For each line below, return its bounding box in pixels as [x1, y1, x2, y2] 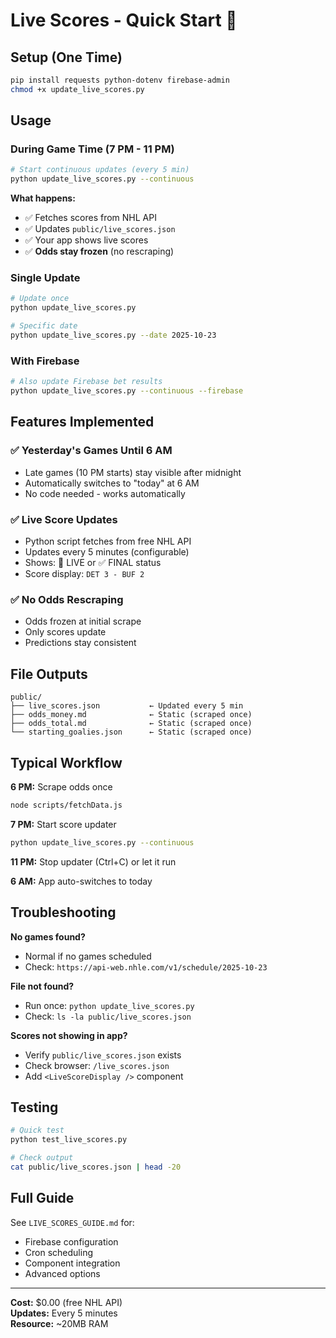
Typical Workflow [10, 754, 123, 771]
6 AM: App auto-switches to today [10, 875, 153, 887]
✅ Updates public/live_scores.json [24, 223, 176, 235]
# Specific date [10, 321, 78, 331]
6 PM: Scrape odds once [10, 780, 113, 793]
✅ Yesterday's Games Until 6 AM [10, 444, 173, 458]
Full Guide [10, 1190, 75, 1207]
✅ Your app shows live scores [24, 234, 149, 246]
